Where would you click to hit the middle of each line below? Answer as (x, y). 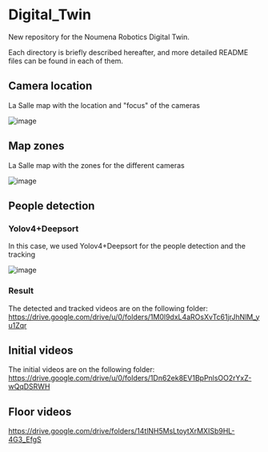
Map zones (36, 146)
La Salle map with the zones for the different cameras (97, 165)
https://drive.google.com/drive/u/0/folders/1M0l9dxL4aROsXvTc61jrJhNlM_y (134, 317)
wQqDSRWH (29, 386)
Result (21, 291)
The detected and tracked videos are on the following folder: (108, 308)
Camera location (50, 86)
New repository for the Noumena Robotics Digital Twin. (99, 37)
